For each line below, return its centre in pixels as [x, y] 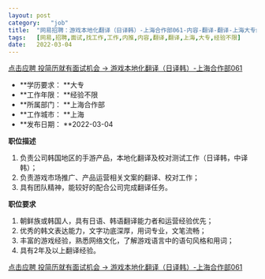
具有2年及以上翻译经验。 [60, 251]
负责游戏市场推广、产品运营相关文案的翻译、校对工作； [109, 177]
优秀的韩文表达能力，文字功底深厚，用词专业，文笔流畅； [113, 231]
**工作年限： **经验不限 [59, 95]
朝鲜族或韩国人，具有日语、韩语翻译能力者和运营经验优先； [116, 221]
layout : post [30, 15]
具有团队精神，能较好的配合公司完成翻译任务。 [95, 188]
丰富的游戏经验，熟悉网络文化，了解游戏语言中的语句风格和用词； [127, 240]
